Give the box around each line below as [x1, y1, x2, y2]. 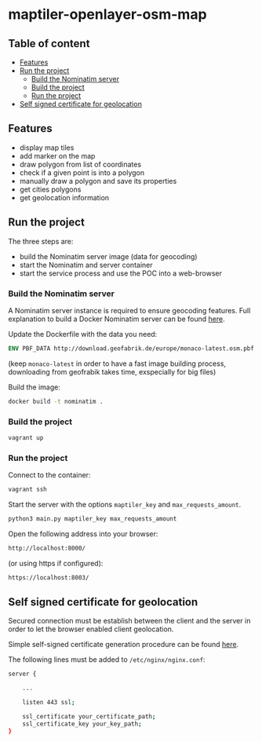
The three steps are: [8, 236, 74, 246]
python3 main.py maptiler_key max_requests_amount [8, 515, 177, 523]
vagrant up [8, 433, 44, 441]
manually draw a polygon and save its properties [19, 176, 177, 185]
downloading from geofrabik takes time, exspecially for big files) [8, 367, 217, 376]
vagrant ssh [8, 485, 47, 494]
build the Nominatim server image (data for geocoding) [19, 251, 198, 261]
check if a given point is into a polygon [19, 167, 145, 177]
